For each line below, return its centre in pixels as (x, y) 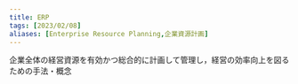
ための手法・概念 (40, 71)
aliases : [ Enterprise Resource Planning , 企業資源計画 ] (109, 34)
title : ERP (29, 17)
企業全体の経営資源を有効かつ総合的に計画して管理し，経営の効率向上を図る (149, 60)
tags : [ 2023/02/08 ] (45, 26)
